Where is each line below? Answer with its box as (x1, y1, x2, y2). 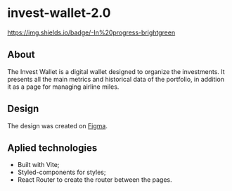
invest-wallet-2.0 (7, 5, 111, 21)
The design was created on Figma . (7, 121, 108, 130)
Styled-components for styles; (17, 168, 106, 177)
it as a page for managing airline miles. (7, 82, 120, 91)
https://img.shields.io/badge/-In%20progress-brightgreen (7, 28, 176, 37)
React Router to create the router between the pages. (17, 175, 172, 184)
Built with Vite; (17, 161, 60, 169)
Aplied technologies (7, 142, 98, 154)
